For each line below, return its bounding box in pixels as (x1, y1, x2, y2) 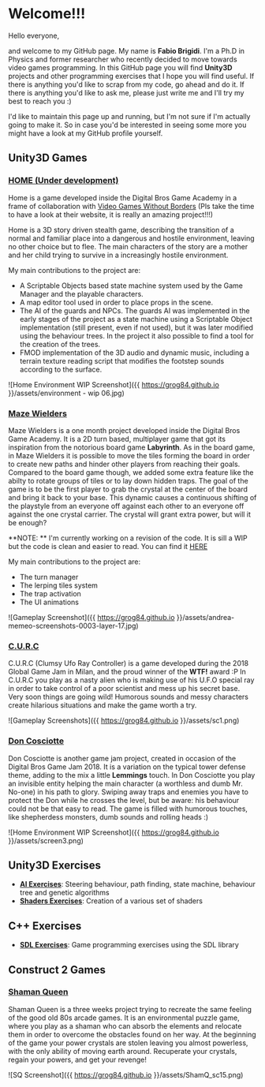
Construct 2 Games (8, 963, 106, 977)
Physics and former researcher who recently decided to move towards (8, 54, 238, 64)
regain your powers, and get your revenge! (8, 1055, 147, 1064)
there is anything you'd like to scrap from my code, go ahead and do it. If (8, 80, 244, 89)
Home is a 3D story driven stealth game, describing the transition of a (8, 225, 234, 234)
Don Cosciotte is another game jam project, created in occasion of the (8, 753, 237, 763)
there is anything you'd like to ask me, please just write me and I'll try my (8, 88, 244, 97)
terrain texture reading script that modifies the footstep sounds (19, 356, 225, 365)
